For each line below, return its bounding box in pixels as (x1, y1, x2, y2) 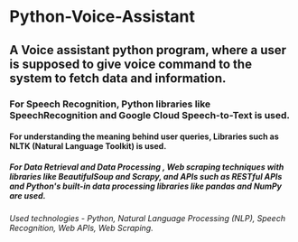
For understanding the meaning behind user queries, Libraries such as (9, 131, 280, 142)
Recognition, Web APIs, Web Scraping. (9, 223, 154, 234)
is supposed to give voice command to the (9, 56, 253, 71)
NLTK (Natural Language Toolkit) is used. (9, 141, 167, 152)
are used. (9, 190, 47, 200)
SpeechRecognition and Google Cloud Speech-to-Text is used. (9, 108, 291, 121)
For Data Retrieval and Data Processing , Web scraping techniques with (9, 161, 284, 172)
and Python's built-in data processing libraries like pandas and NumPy (9, 181, 283, 191)
